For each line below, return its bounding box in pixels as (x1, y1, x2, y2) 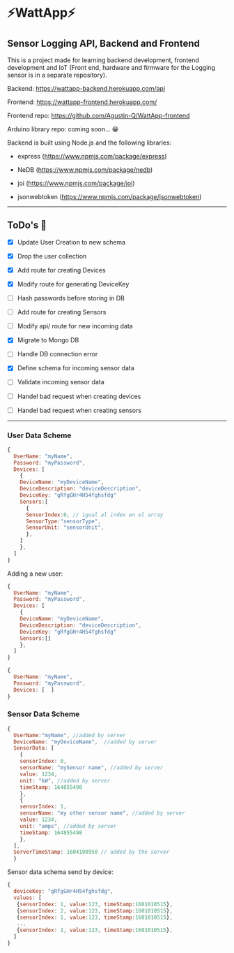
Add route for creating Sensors (17, 308, 107, 317)
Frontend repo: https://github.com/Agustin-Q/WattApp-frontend (7, 112, 190, 119)
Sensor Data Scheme (7, 709, 80, 719)
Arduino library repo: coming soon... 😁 (7, 125, 119, 133)
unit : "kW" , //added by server (19, 777, 111, 784)
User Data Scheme (7, 430, 72, 440)
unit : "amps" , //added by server (19, 822, 117, 829)
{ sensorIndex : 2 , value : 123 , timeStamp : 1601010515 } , (16, 907, 173, 915)
